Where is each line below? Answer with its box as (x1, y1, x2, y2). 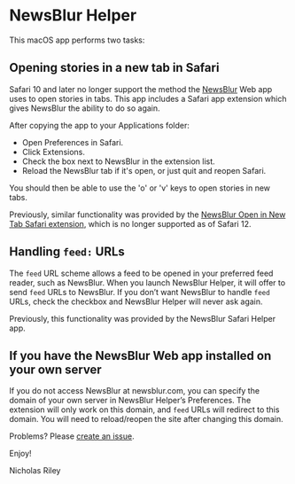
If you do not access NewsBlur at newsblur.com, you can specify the (9, 386, 260, 396)
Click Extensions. (21, 146, 86, 157)
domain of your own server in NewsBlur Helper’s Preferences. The (9, 395, 252, 406)
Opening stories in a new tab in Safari (9, 60, 220, 75)
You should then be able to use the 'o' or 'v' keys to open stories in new (9, 183, 271, 193)
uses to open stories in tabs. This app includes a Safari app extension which (9, 93, 287, 104)
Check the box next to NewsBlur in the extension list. (21, 156, 215, 167)
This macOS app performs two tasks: (9, 35, 145, 45)
